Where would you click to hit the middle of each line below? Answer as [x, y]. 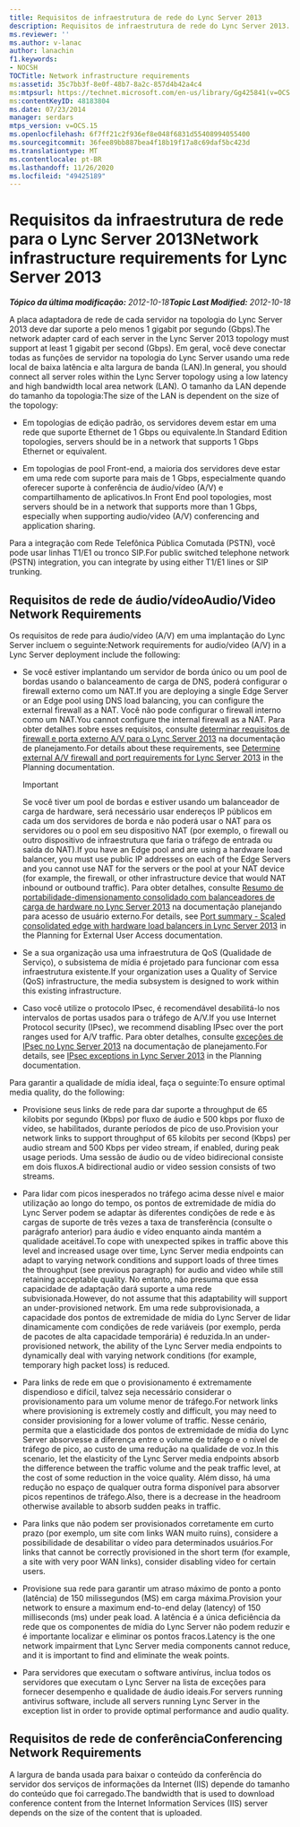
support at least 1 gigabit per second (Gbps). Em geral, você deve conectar [148, 348]
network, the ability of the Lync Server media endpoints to [175, 1346]
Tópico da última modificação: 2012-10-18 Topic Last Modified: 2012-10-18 [150, 302]
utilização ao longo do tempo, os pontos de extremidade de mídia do [149, 1203]
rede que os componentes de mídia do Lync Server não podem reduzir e [156, 1627]
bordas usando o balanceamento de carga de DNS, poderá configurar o [155, 681]
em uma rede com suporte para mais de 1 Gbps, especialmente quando [154, 478]
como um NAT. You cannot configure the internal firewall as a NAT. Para [154, 719]
